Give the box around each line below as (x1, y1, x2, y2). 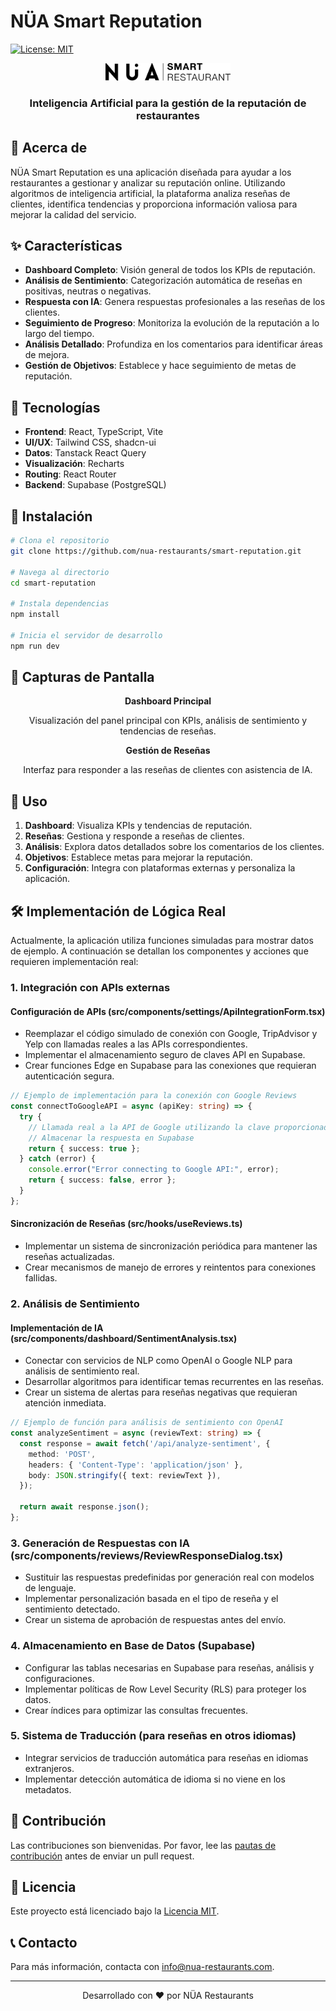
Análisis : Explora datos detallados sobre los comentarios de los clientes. (24, 841, 325, 853)
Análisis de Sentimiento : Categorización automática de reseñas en (24, 275, 303, 287)
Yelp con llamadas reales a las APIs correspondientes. (24, 1038, 248, 1050)
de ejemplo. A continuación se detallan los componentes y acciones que (10, 945, 309, 957)
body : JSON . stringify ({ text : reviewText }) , (28, 1470, 222, 1480)
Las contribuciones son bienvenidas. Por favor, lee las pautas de (10, 1839, 277, 1851)
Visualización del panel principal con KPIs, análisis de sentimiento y (28, 715, 308, 727)
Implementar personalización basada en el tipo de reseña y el (24, 1593, 279, 1605)
